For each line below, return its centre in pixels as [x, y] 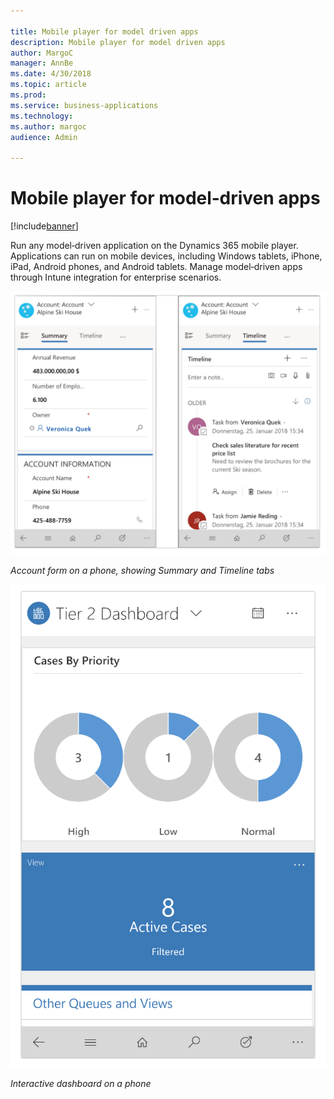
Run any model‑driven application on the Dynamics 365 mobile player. [154, 246]
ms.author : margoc [48, 126]
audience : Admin [44, 137]
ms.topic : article [48, 85]
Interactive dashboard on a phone [81, 1083]
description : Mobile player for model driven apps [118, 42]
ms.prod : [28, 95]
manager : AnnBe [42, 63]
